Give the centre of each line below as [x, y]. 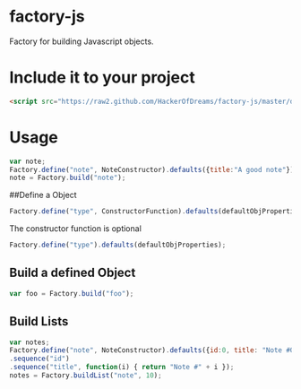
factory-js [47, 17]
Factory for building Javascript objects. [82, 41]
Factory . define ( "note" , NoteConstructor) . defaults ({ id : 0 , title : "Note [146, 350]
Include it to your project [102, 78]
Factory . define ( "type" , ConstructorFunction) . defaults [114, 212]
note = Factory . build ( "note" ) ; [68, 178]
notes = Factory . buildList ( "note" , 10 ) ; [86, 376]
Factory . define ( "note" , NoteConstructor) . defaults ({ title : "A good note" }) [152, 169]
